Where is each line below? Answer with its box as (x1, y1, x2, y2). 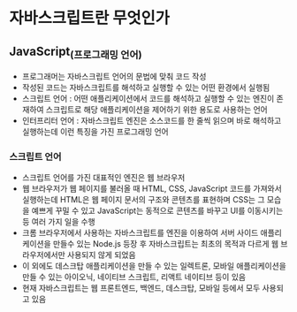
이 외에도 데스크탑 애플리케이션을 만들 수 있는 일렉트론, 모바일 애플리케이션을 (21, 261, 287, 271)
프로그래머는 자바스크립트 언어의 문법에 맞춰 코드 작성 (21, 72, 207, 82)
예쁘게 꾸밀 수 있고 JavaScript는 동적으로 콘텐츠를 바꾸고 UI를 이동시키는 (31, 205, 284, 217)
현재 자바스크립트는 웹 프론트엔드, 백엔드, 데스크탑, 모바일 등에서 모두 (21, 283, 261, 293)
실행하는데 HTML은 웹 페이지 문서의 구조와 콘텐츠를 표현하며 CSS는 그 (21, 194, 265, 205)
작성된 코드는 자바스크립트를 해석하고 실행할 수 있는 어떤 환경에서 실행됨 (21, 82, 270, 93)
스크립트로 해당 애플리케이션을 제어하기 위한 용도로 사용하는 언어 (45, 104, 268, 115)
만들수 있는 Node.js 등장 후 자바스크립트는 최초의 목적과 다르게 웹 (52, 239, 279, 249)
